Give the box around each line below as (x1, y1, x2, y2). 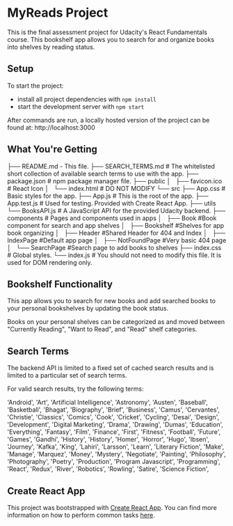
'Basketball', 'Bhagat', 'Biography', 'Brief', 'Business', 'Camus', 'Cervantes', (7, 405, 220, 414)
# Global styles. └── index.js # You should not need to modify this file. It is (7, 251, 221, 259)
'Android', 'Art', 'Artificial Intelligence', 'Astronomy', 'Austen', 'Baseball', (7, 399, 209, 407)
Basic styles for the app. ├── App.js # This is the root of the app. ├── (7, 192, 209, 200)
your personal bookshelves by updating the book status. (7, 304, 169, 313)
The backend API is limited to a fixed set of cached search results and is (7, 364, 214, 372)
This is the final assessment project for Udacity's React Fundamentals (7, 28, 207, 36)
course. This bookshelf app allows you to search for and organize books (7, 35, 214, 43)
